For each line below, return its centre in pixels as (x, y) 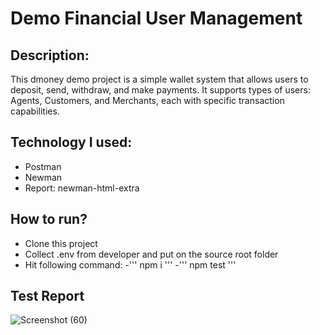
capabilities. (35, 111)
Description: (50, 55)
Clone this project (61, 243)
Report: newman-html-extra (82, 188)
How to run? (49, 219)
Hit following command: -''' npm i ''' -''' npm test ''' (130, 264)
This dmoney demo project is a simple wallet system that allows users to (159, 79)
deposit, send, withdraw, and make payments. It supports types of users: (160, 90)
